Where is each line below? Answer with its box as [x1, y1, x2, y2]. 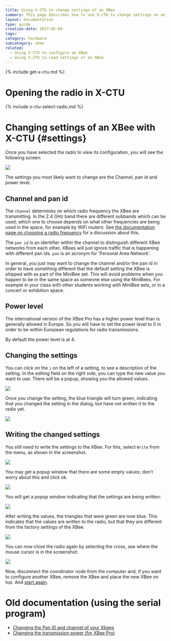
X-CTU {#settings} [5, 132, 87, 144]
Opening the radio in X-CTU [5, 87, 125, 98]
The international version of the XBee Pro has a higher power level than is [5, 315, 160, 322]
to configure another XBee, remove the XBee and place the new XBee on [5, 574, 159, 580]
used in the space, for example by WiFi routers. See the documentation [5, 224, 155, 230]
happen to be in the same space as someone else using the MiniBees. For [5, 277, 161, 283]
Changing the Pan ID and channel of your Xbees [12, 625, 114, 631]
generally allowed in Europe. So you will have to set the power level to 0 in [5, 321, 161, 327]
